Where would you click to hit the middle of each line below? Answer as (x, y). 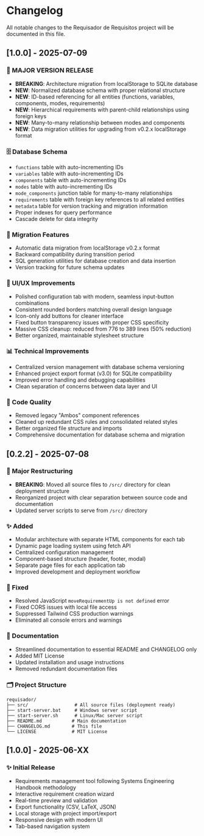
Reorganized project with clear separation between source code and (101, 497)
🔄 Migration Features (38, 234)
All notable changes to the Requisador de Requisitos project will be (90, 27)
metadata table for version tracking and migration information (91, 206)
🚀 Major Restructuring (40, 471)
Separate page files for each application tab (70, 565)
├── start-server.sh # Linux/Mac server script (75, 715)
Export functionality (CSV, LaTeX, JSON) (66, 807)
